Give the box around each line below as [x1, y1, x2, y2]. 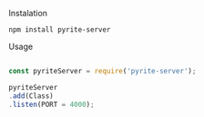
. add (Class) [8, 91, 54, 101]
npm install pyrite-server [8, 25, 111, 34]
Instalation [8, 8, 47, 18]
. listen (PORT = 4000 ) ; [8, 100, 95, 109]
